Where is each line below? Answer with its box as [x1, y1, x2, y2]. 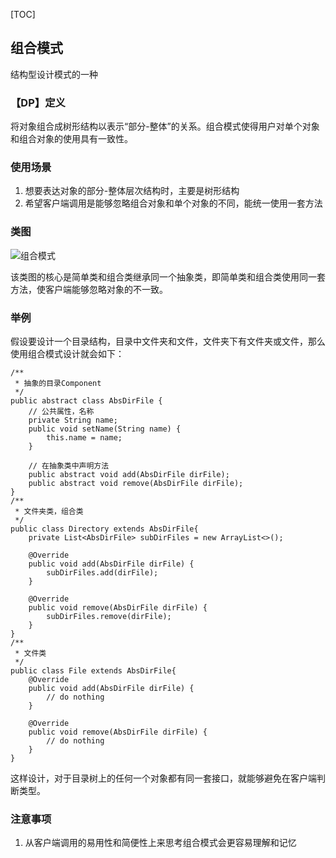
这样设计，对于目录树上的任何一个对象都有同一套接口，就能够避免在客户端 [10, 772, 317, 784]
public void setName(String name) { [28, 424, 182, 434]
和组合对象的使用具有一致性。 [10, 133, 133, 145]
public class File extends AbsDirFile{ [10, 666, 177, 676]
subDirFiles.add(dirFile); [46, 568, 159, 578]
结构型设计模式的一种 [10, 68, 98, 80]
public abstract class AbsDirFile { [10, 396, 163, 406]
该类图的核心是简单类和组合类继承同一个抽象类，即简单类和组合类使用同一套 [10, 270, 326, 283]
